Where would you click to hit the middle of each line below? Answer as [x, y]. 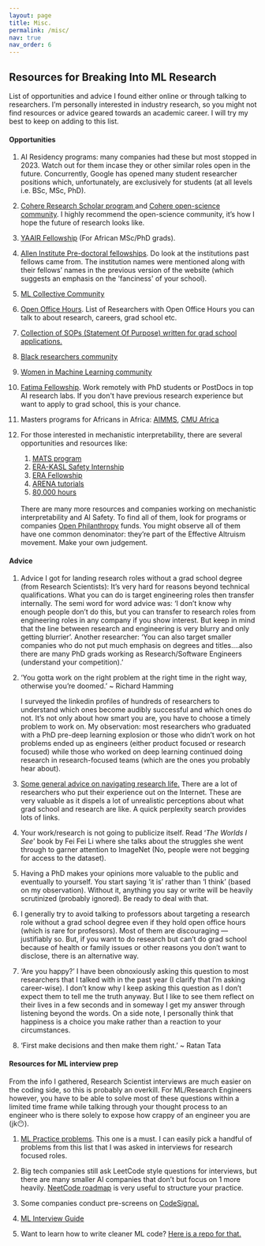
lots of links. [40, 818]
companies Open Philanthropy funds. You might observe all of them [131, 526]
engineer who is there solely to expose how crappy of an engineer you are [130, 1115]
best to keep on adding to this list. [64, 121]
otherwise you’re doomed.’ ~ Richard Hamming [97, 686]
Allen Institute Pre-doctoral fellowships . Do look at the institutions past [134, 253]
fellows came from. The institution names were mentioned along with [132, 262]
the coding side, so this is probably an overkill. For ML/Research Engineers [130, 1089]
